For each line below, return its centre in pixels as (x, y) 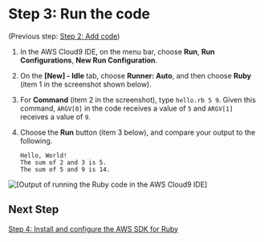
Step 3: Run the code (79, 14)
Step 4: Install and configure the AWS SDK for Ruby (93, 228)
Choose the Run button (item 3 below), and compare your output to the (138, 132)
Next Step (34, 210)
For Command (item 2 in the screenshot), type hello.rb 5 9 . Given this (138, 99)
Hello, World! (43, 155)
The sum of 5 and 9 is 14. (65, 169)
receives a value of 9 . (55, 116)
